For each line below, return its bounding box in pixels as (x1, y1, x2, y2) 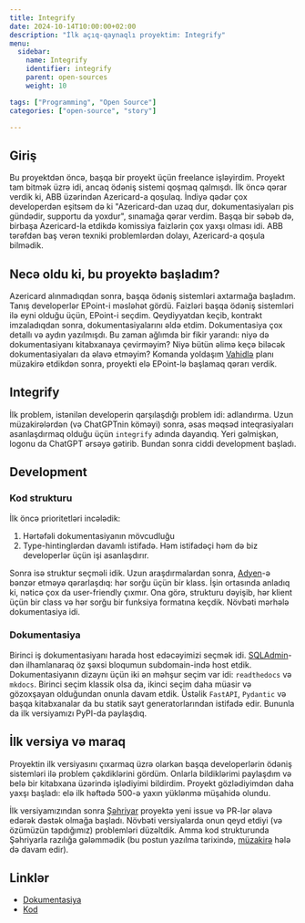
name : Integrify (25, 56, 88, 65)
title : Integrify (9, 13, 76, 23)
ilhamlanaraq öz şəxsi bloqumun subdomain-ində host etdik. (25, 659, 252, 670)
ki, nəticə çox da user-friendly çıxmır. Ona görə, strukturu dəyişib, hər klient (9, 586, 293, 597)
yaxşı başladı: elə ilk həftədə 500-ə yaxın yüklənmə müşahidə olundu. (9, 787, 271, 798)
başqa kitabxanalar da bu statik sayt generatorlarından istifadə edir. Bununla (9, 698, 295, 709)
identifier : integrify (25, 65, 112, 74)
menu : (9, 38, 30, 48)
